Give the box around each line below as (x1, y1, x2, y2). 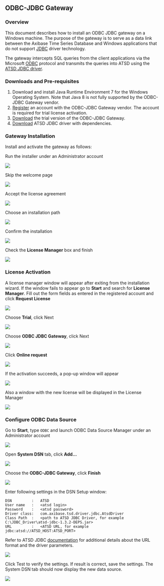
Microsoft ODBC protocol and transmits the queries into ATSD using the (5, 60, 150, 66)
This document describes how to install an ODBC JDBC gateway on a (5, 30, 146, 36)
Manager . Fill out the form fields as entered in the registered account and (5, 290, 154, 296)
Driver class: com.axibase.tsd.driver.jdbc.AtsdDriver (5, 511, 124, 516)
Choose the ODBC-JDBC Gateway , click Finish (5, 470, 101, 476)
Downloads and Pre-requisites (5, 78, 80, 85)
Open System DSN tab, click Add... (5, 451, 77, 457)
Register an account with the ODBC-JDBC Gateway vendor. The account (12, 104, 160, 110)
